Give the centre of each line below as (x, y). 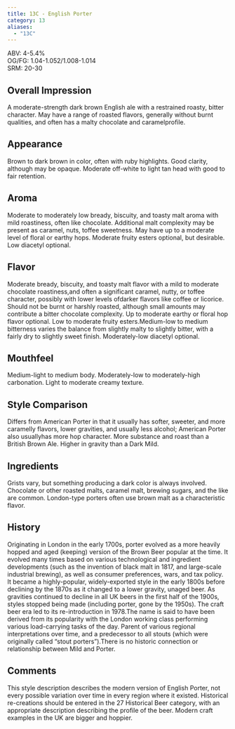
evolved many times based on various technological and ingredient (104, 559)
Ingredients (33, 466)
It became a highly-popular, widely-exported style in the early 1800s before (116, 582)
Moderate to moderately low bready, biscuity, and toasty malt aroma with (113, 215)
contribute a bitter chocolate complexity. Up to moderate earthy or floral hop (118, 314)
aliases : (20, 27)
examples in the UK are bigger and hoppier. (70, 718)
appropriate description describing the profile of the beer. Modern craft (110, 710)
